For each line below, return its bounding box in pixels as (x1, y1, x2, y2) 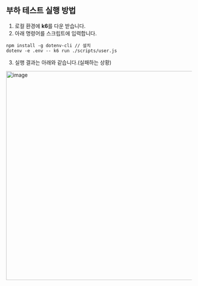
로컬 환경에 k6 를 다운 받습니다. (14, 22, 86, 29)
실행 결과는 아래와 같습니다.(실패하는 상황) (14, 58, 112, 66)
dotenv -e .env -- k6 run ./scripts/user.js (6, 48, 117, 54)
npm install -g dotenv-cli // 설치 (6, 42, 91, 48)
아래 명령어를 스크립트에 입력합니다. (14, 29, 97, 37)
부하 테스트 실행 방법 (6, 5, 76, 16)
